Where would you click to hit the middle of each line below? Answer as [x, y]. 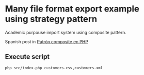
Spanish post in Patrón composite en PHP [47, 41]
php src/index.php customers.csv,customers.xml [54, 68]
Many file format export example [72, 9]
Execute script [27, 57]
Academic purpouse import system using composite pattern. [66, 32]
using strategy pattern [51, 19]
